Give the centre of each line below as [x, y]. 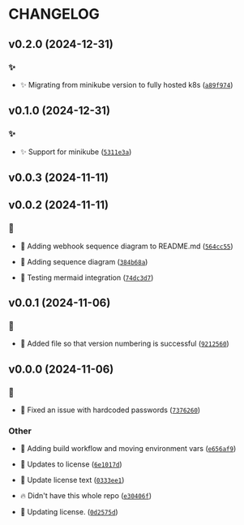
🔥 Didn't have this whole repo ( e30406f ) [86, 496]
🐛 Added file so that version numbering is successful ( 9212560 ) [124, 344]
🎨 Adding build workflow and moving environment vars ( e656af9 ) [128, 449]
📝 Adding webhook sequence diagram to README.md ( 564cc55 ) [126, 246]
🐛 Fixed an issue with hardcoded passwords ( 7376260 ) [110, 410]
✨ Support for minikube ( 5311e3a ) [76, 152]
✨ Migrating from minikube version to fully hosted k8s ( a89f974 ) [126, 84]
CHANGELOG [54, 14]
